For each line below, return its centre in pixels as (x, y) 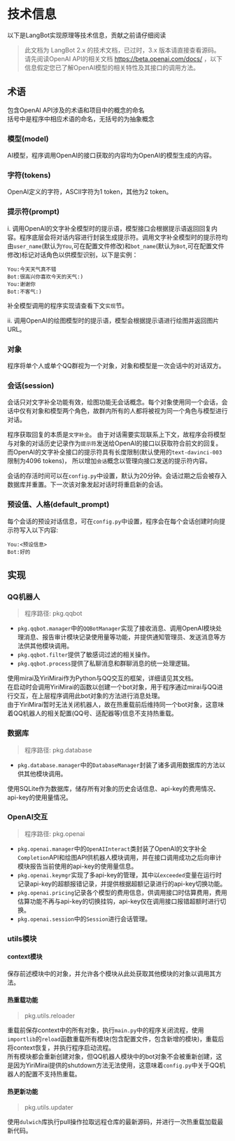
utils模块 (22, 938)
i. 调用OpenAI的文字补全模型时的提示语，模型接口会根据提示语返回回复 (109, 228)
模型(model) (28, 139)
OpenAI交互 (28, 817)
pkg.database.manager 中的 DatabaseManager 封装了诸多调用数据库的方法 (118, 764)
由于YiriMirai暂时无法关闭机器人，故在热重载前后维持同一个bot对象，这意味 (116, 705)
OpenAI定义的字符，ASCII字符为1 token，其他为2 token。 (90, 192)
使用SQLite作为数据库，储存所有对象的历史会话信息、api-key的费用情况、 (113, 788)
